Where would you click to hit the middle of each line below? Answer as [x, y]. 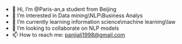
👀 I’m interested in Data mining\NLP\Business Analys [77, 15]
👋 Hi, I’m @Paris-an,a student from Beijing [64, 9]
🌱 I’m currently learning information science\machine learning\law [94, 22]
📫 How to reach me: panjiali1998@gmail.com [68, 35]
